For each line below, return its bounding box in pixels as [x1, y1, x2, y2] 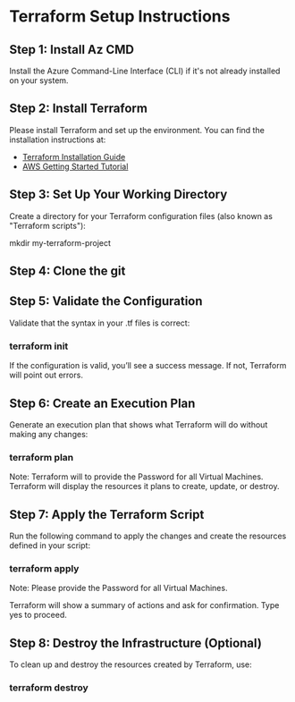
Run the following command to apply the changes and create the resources [9, 530, 287, 542]
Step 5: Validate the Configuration [9, 293, 203, 309]
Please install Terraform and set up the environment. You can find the [9, 124, 265, 135]
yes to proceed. [9, 610, 67, 621]
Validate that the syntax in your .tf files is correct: [9, 317, 190, 328]
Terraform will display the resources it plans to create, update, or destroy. [9, 481, 280, 492]
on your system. [9, 75, 69, 86]
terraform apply [9, 562, 80, 574]
